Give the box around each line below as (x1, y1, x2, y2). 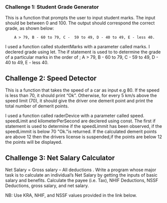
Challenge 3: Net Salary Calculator (5, 153, 115, 162)
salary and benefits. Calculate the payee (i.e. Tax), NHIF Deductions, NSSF (5, 177, 159, 183)
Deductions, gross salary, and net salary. (5, 183, 89, 189)
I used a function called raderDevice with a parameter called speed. (5, 113, 145, 119)
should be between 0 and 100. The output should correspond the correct (5, 20, 155, 26)
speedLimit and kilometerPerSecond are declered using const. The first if (5, 118, 156, 124)
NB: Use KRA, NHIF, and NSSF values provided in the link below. (5, 192, 137, 198)
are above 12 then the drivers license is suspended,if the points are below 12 (5, 134, 162, 140)
